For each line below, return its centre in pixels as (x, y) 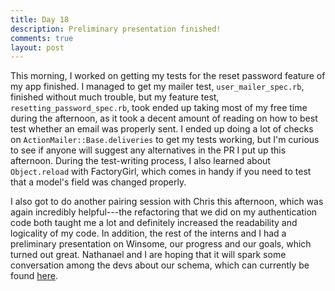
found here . (34, 276)
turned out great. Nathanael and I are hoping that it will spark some (148, 255)
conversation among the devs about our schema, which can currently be (160, 265)
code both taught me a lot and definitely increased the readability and (154, 223)
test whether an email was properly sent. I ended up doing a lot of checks (162, 129)
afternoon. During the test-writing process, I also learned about (140, 161)
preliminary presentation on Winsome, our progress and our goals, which (161, 244)
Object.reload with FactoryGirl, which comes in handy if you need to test (161, 172)
